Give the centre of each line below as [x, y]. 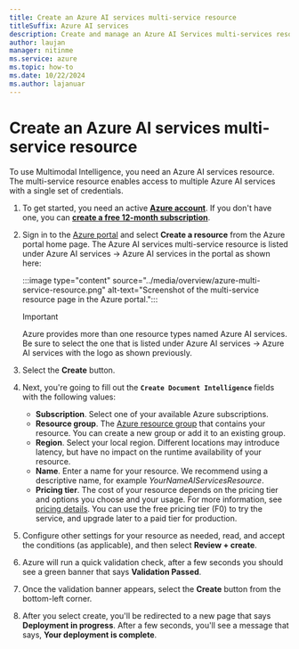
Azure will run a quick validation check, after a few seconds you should [153, 562]
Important [40, 316]
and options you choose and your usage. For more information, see [159, 499]
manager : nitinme [41, 51]
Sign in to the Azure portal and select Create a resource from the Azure [154, 234]
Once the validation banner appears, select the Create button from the [152, 588]
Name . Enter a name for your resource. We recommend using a [152, 471]
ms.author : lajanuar [48, 84]
